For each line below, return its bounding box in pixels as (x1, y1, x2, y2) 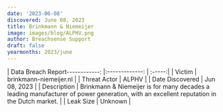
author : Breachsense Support (7, 36, 91, 43)
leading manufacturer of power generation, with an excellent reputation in (7, 89, 217, 97)
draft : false (7, 42, 45, 49)
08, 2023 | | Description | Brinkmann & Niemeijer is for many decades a (7, 82, 210, 91)
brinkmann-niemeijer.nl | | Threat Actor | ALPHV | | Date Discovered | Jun (7, 75, 215, 83)
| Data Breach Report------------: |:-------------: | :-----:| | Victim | (7, 67, 197, 76)
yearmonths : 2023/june (7, 49, 72, 56)
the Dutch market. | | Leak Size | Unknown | (7, 97, 131, 105)
